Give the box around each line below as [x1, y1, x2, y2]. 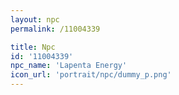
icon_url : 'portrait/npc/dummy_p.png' [10, 70, 172, 80]
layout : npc [10, 14, 60, 25]
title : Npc [10, 42, 56, 52]
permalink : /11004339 [10, 24, 101, 34]
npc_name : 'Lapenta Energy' [10, 61, 128, 71]
